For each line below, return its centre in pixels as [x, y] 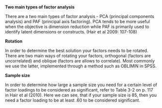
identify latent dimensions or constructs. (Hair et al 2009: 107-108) [71, 32]
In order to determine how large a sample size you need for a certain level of [81, 85]
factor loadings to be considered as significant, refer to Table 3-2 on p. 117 [79, 90]
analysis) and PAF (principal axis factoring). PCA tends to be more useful [77, 22]
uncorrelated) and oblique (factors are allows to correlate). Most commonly [80, 61]
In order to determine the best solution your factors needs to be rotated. [77, 51]
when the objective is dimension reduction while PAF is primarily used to [77, 27]
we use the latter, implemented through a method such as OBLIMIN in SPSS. [81, 66]
